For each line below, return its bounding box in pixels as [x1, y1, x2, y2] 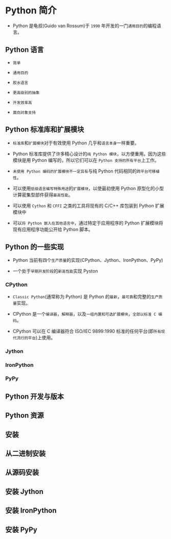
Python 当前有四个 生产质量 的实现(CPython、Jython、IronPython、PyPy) [12, 257, 163, 263]
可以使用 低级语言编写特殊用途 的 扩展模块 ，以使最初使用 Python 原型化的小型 [12, 185, 164, 191]
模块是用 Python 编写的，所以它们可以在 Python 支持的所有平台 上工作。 [12, 157, 159, 163]
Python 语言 [5, 46, 44, 54]
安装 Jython [5, 487, 44, 496]
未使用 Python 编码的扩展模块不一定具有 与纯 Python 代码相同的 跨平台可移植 [12, 168, 160, 174]
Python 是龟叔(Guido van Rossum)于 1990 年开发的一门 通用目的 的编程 [12, 23, 157, 29]
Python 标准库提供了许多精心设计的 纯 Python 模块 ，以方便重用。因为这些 [12, 151, 166, 157]
